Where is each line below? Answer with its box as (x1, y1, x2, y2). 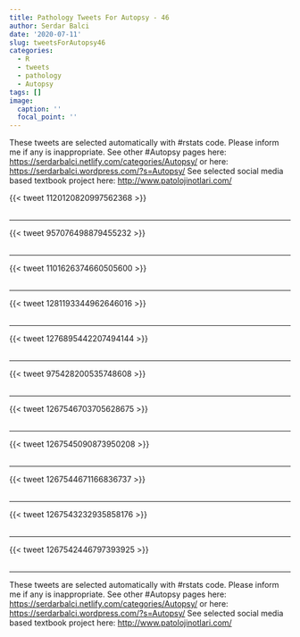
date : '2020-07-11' (9, 29, 82, 38)
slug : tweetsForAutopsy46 (9, 38, 105, 47)
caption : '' (17, 105, 62, 113)
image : (9, 96, 34, 105)
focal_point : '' (17, 113, 78, 122)
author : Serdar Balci (9, 21, 90, 30)
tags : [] (9, 88, 42, 96)
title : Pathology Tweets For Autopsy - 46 (9, 13, 170, 22)
